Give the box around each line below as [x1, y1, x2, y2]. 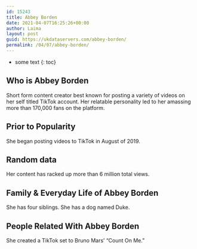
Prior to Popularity [6, 122, 76, 132]
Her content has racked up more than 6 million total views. [6, 171, 150, 178]
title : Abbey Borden [6, 14, 58, 20]
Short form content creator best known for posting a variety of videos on [6, 91, 185, 99]
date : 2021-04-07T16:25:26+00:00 [6, 20, 90, 26]
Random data [6, 155, 57, 165]
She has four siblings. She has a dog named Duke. [6, 204, 130, 211]
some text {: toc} [14, 58, 57, 66]
